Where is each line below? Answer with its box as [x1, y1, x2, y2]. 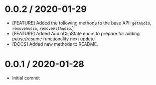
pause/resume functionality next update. [12, 36, 96, 42]
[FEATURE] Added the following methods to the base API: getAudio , [12, 20, 151, 26]
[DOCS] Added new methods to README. [12, 41, 98, 47]
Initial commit [12, 75, 40, 81]
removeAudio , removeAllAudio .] [12, 25, 74, 31]
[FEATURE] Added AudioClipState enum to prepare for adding [12, 30, 140, 36]
